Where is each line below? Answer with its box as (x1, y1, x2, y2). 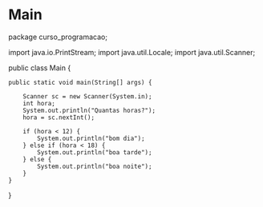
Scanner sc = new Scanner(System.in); (22, 92, 152, 101)
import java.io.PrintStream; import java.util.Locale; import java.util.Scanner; (8, 47, 256, 57)
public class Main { (8, 62, 71, 73)
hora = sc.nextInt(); (22, 113, 95, 121)
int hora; (22, 99, 56, 107)
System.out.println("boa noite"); (37, 162, 152, 170)
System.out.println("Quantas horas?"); (22, 106, 156, 114)
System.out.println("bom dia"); (37, 134, 146, 142)
